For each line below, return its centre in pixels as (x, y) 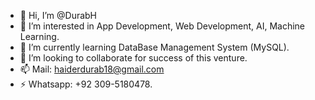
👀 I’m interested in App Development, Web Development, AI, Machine (162, 26)
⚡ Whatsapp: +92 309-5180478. (86, 84)
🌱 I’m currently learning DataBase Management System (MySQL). (154, 47)
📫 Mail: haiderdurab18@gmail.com (92, 69)
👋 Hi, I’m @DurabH (58, 15)
